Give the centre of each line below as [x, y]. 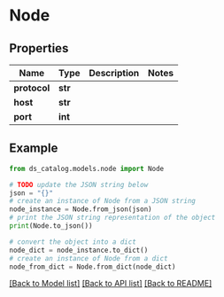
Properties [39, 48]
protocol [32, 88]
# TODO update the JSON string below [79, 184]
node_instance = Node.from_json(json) [81, 209]
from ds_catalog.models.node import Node [87, 168]
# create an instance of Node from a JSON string [103, 201]
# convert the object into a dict [73, 242]
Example [34, 148]
